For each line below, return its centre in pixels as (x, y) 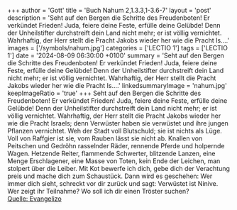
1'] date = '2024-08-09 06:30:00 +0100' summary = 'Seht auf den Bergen (116, 55)
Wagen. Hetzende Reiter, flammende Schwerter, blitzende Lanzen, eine (111, 153)
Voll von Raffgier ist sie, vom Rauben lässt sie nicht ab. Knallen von (105, 138)
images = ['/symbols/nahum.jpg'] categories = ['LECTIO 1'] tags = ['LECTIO (118, 48)
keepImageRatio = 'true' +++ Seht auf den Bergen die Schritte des (104, 93)
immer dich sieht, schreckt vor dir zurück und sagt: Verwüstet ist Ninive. (113, 183)
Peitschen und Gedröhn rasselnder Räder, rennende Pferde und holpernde (116, 146)
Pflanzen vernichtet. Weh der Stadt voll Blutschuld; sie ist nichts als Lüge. (115, 131)
